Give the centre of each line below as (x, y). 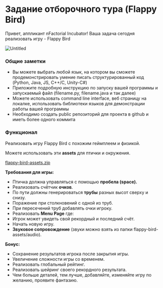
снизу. (19, 198)
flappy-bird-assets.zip (28, 162)
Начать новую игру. (33, 224)
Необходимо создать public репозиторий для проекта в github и (80, 114)
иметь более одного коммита (44, 120)
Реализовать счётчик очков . (43, 187)
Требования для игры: (29, 172)
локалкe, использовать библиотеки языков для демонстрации (79, 104)
